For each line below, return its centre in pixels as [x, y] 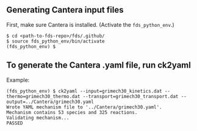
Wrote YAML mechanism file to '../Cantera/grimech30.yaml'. [84, 107]
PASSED [15, 123]
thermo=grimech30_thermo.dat [43, 96]
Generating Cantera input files [65, 10]
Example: [18, 80]
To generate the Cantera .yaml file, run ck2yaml [99, 65]
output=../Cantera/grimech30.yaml [50, 102]
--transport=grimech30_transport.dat [131, 96]
